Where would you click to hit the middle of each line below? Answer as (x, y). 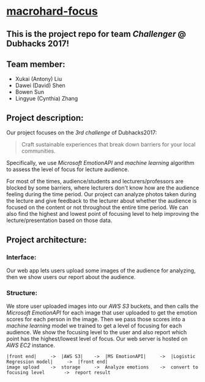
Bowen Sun (30, 92)
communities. (39, 151)
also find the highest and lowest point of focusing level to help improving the (102, 214)
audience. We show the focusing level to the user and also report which (97, 332)
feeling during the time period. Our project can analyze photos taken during (102, 194)
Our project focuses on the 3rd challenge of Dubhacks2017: (82, 132)
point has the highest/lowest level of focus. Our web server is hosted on (97, 339)
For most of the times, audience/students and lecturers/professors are (95, 181)
